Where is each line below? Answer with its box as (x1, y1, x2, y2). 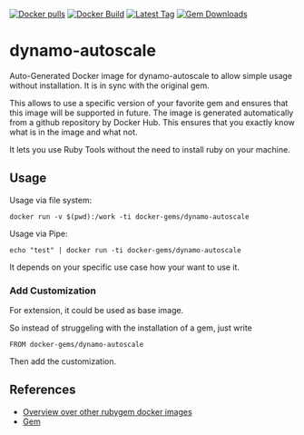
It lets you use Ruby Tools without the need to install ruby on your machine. (9, 143, 290, 154)
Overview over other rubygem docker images (22, 406, 192, 417)
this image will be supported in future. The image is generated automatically (9, 107, 294, 118)
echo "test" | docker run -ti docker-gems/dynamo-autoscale (9, 245, 242, 254)
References (9, 382, 76, 398)
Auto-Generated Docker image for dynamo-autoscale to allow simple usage (9, 70, 293, 81)
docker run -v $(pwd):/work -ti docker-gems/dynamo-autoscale (9, 212, 250, 222)
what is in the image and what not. (9, 126, 138, 137)
